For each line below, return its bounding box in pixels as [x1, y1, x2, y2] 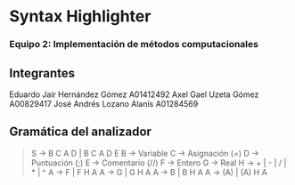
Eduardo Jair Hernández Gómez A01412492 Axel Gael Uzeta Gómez [9, 89, 259, 100]
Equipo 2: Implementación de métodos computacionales [9, 38, 258, 51]
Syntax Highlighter [9, 6, 152, 27]
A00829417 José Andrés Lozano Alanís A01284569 [9, 98, 199, 109]
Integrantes [9, 65, 76, 81]
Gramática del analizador [9, 125, 152, 140]
